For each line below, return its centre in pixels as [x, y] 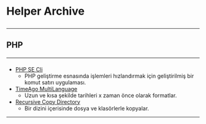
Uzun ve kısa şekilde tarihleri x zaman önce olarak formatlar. [101, 95]
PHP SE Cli [29, 69]
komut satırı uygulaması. [55, 82]
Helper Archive [45, 11]
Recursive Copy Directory [48, 101]
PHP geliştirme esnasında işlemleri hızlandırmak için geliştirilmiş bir [109, 76]
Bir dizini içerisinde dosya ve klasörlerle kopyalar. [86, 108]
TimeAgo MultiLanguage [46, 89]
